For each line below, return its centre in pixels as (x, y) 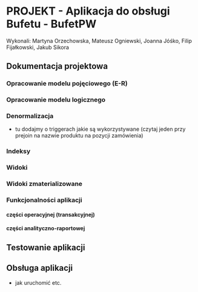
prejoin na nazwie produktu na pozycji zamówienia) (79, 136)
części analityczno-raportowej (46, 228)
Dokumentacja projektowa (57, 66)
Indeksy (18, 151)
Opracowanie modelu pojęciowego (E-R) (67, 84)
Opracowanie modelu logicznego (56, 100)
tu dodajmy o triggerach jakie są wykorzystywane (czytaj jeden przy (100, 129)
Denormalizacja (30, 116)
